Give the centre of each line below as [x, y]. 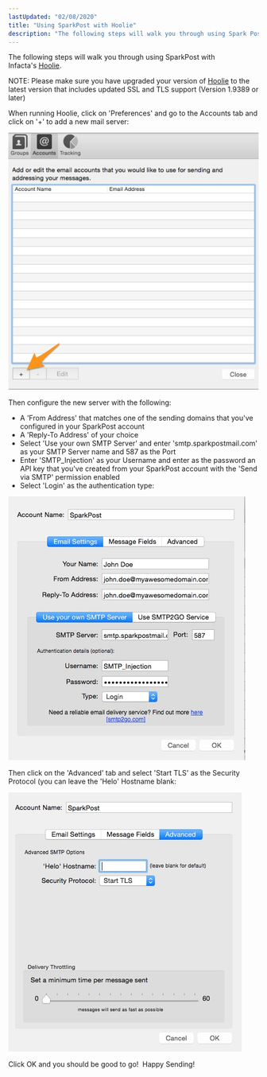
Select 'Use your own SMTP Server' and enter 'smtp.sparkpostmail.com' [139, 443]
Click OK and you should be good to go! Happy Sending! [102, 1064]
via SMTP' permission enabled [70, 476]
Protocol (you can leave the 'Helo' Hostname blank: [93, 781]
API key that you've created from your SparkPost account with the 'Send [139, 469]
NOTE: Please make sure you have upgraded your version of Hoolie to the [129, 81]
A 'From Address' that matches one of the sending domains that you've [136, 418]
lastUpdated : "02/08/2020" [53, 17]
